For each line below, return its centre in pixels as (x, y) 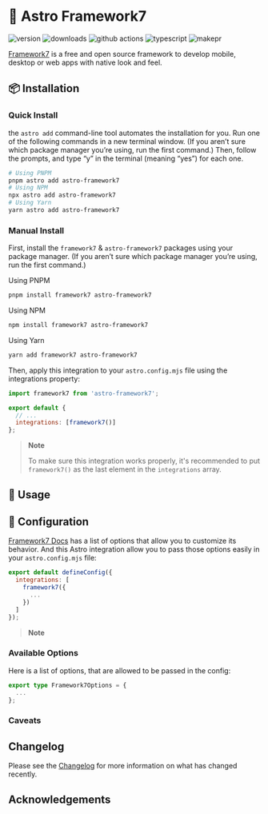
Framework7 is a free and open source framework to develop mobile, (122, 54)
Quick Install (33, 115)
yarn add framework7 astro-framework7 (73, 355)
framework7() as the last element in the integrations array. (124, 469)
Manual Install (36, 230)
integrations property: (44, 378)
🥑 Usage (29, 495)
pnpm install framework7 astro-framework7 (80, 295)
